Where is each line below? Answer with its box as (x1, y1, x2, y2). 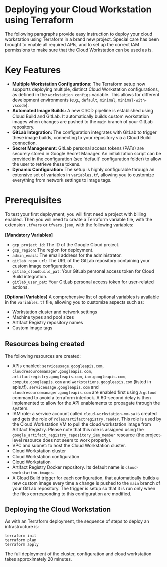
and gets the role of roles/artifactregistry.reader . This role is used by (12, 416, 162, 422)
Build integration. (12, 273, 48, 279)
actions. (12, 284, 29, 290)
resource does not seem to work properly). (23, 437, 112, 443)
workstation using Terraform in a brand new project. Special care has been (5, 36, 159, 42)
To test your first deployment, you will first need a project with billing (5, 211, 146, 217)
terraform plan (5, 538, 37, 543)
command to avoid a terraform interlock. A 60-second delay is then (12, 394, 151, 400)
